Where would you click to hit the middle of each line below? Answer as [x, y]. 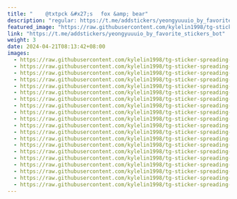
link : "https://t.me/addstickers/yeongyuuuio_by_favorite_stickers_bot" [116, 34]
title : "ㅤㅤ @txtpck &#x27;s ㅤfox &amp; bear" [78, 14]
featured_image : [31, 27]
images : [19, 54]
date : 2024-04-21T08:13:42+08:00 [56, 47]
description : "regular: [42, 20]
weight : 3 [22, 40]
